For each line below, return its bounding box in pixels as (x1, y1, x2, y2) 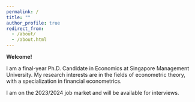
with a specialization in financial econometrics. (6, 77, 122, 85)
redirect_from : (6, 25, 44, 32)
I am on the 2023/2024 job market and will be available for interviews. (6, 89, 179, 96)
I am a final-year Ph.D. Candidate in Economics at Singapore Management (6, 65, 190, 72)
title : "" (6, 14, 31, 20)
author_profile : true (6, 20, 61, 26)
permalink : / (6, 8, 39, 15)
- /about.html (11, 37, 47, 43)
